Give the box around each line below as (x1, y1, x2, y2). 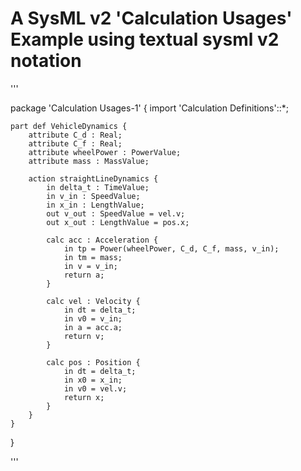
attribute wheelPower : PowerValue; (28, 147, 182, 157)
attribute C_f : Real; (28, 138, 123, 149)
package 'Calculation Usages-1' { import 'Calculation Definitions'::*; (10, 102, 289, 114)
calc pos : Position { (46, 357, 141, 367)
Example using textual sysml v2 (10, 28, 280, 51)
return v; (63, 331, 105, 341)
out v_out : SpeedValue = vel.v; (46, 208, 186, 219)
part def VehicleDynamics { (10, 121, 128, 131)
